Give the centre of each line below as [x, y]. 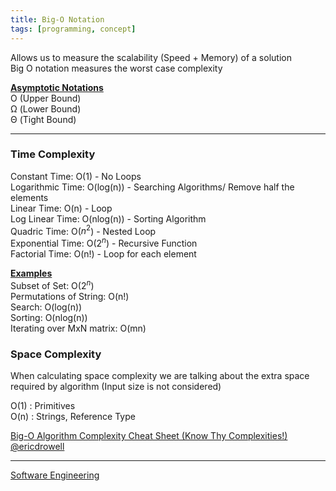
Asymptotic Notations [57, 87]
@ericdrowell [37, 447]
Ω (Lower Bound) [46, 108]
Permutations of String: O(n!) [70, 296]
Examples [31, 273]
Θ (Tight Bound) [43, 119]
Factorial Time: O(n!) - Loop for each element [103, 254]
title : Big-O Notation [57, 19]
